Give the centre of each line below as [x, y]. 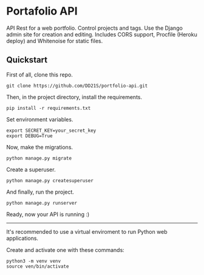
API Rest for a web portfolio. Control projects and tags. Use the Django [95, 28]
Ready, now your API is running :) [48, 214]
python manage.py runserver [42, 203]
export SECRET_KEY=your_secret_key [51, 131]
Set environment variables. [40, 119]
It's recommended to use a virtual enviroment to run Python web [87, 231]
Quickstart [27, 60]
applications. [22, 238]
